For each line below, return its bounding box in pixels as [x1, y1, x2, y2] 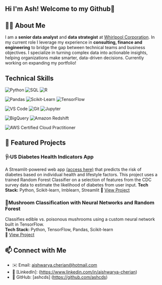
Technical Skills [5, 74, 54, 83]
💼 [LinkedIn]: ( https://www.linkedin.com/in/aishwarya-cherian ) [12, 269, 138, 275]
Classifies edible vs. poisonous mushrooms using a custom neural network [5, 217, 155, 222]
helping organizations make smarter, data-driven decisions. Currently [5, 55, 144, 61]
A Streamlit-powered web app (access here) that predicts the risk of [5, 166, 142, 172]
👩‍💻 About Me [5, 21, 46, 30]
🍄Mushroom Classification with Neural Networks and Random [5, 199, 155, 206]
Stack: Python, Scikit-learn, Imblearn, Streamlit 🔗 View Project [5, 187, 130, 193]
